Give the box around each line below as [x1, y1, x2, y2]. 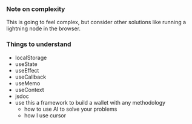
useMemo [15, 79, 41, 86]
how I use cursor [24, 111, 67, 119]
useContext [15, 86, 44, 93]
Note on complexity [6, 5, 65, 13]
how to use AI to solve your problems [24, 105, 118, 113]
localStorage [15, 54, 47, 61]
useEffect [15, 67, 39, 74]
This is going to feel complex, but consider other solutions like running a [6, 19, 187, 26]
